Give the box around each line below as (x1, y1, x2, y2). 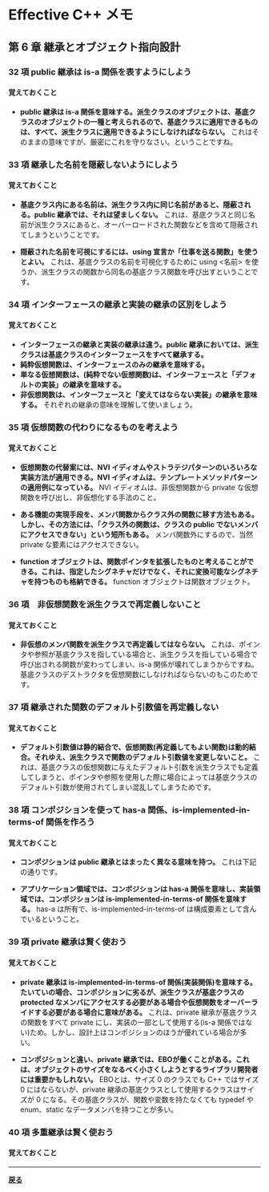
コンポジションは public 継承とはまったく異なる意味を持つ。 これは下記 (19, 858, 257, 867)
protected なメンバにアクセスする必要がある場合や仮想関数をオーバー (19, 997, 251, 1007)
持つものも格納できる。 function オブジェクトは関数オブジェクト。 (34, 577, 255, 586)
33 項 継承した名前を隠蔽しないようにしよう (8, 159, 179, 170)
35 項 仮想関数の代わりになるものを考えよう (8, 421, 179, 432)
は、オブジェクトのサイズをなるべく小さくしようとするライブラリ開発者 (19, 1064, 259, 1074)
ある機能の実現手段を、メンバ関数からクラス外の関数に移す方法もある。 (19, 509, 259, 520)
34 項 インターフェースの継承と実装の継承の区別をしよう (8, 298, 227, 310)
